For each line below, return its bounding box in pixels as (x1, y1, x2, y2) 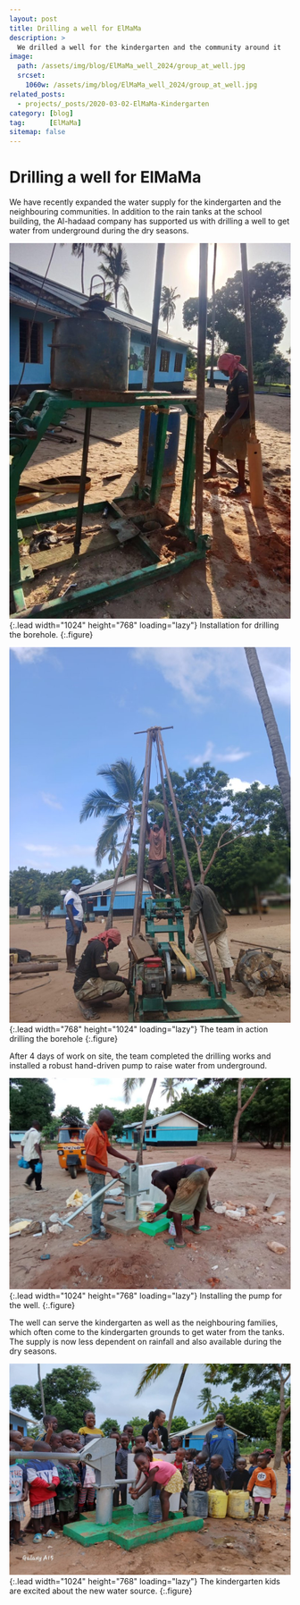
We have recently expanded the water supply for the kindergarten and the (9, 197, 281, 207)
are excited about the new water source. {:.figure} (9, 1585, 193, 1596)
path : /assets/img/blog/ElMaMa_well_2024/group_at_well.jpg (17, 62, 246, 71)
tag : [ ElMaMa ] (9, 118, 82, 127)
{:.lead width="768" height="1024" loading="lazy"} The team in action (9, 1024, 269, 1035)
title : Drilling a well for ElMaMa (9, 23, 142, 33)
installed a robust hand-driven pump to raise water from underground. (9, 1060, 268, 1071)
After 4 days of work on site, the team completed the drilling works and (9, 1051, 271, 1061)
